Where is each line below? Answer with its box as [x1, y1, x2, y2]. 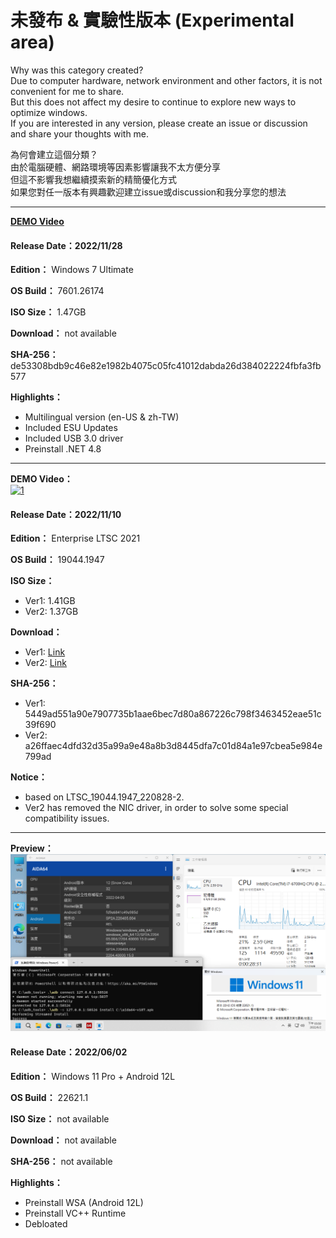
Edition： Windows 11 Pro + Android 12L [10, 1070, 176, 1082]
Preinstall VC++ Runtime [24, 1207, 127, 1219]
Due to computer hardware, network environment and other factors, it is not [10, 74, 323, 86]
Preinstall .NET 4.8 [24, 443, 102, 455]
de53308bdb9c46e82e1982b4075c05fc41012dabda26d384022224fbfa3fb [10, 360, 322, 372]
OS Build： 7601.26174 [10, 285, 105, 297]
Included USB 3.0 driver [24, 432, 124, 445]
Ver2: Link [24, 657, 67, 669]
